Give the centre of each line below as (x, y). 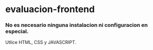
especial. (17, 31)
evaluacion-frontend (50, 9)
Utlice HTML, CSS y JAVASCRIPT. (41, 42)
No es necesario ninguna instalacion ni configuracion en (76, 25)
